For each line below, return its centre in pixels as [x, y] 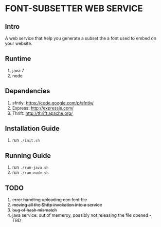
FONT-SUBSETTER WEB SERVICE [74, 9]
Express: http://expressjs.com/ [43, 108]
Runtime [18, 59]
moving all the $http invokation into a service [57, 205]
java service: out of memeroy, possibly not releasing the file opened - [82, 215]
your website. [19, 43]
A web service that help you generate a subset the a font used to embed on [81, 38]
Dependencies [27, 91]
